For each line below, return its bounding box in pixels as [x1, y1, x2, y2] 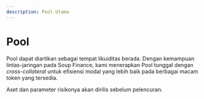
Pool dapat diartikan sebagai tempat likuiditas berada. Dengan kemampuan [6, 55, 195, 62]
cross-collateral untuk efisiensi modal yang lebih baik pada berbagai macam [6, 68, 199, 75]
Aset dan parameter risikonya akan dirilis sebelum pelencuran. [6, 86, 163, 93]
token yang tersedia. [6, 74, 58, 81]
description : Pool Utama [6, 8, 69, 15]
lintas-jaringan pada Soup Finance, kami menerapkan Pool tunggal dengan [6, 61, 194, 68]
